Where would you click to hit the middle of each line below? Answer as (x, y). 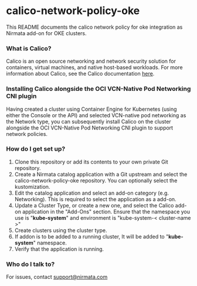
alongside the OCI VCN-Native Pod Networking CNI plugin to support (90, 128)
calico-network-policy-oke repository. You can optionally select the (96, 181)
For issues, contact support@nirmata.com (57, 277)
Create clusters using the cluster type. (61, 230)
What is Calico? (29, 48)
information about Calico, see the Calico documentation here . (80, 74)
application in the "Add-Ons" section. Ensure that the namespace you (106, 212)
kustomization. (32, 186)
